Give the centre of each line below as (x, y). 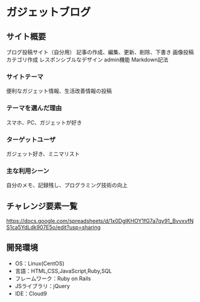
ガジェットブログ (49, 12)
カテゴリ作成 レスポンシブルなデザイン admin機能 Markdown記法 (87, 60)
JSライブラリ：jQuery (42, 286)
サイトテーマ (25, 77)
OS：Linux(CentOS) (40, 263)
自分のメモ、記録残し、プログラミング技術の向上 (67, 185)
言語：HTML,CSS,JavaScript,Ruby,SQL (64, 271)
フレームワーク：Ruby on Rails (53, 278)
